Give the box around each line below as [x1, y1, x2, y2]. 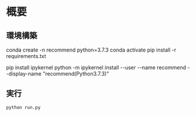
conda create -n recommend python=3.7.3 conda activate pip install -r [6, 46, 177, 53]
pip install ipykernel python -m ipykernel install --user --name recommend [6, 64, 187, 71]
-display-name [6, 70, 42, 77]
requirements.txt [6, 53, 46, 59]
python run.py [6, 104, 41, 110]
